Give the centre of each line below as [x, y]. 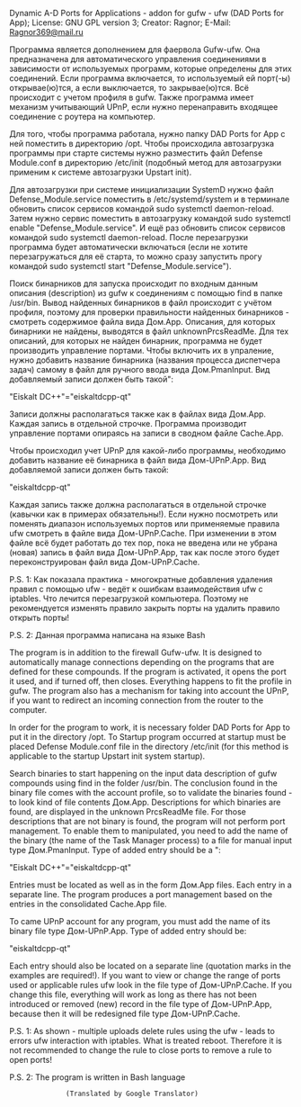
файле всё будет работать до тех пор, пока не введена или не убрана [143, 543]
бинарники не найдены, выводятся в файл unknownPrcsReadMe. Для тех [149, 331]
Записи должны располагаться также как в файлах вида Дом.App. [138, 414]
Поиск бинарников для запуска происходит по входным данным [134, 283]
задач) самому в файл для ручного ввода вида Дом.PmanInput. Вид [140, 369]
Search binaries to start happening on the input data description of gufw [143, 774]
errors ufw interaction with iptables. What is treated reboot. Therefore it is [146, 1040]
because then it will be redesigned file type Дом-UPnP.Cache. [125, 1013]
